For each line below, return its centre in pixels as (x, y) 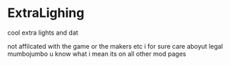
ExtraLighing (46, 13)
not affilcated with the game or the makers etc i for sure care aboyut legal (115, 46)
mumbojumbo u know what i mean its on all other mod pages (97, 54)
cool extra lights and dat (43, 32)
